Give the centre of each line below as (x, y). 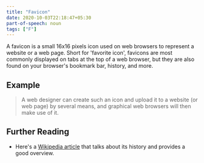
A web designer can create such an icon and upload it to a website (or (110, 100)
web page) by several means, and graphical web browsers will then (106, 106)
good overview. (35, 153)
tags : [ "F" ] (21, 29)
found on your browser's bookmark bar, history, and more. (80, 66)
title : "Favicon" (28, 12)
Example (23, 85)
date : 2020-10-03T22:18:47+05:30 (49, 18)
